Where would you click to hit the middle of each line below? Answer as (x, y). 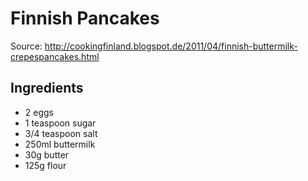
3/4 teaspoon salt (61, 133)
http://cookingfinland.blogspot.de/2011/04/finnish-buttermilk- (171, 46)
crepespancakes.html (55, 56)
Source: (26, 46)
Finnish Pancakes (85, 18)
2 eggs (39, 112)
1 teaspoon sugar (60, 123)
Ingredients (47, 88)
